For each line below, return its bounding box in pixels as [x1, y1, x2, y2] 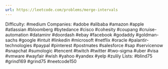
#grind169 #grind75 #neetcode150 [5, 58, 77, 64]
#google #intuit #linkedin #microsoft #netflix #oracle [18, 37, 128, 43]
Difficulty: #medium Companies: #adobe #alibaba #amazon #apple [5, 21, 144, 27]
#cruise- [139, 26, 157, 32]
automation [5, 31, 29, 37]
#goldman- [135, 31, 159, 37]
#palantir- [128, 37, 149, 43]
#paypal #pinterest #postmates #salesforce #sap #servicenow [33, 42, 163, 48]
